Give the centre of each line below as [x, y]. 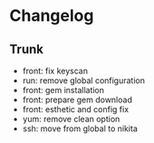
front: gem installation [63, 90]
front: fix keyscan [55, 71]
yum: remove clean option [71, 119]
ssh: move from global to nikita [80, 129]
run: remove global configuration [84, 81]
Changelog [52, 16]
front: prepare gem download [77, 100]
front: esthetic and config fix [76, 109]
